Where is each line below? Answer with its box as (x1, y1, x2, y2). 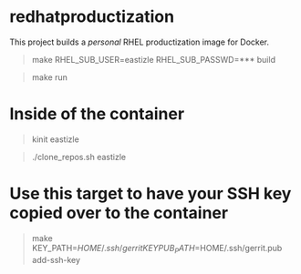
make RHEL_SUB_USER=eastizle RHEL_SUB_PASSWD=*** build (31, 54, 276, 65)
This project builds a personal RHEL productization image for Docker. (9, 36, 270, 47)
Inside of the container (9, 104, 185, 125)
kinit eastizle (31, 134, 79, 145)
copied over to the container (9, 203, 229, 224)
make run (31, 71, 68, 83)
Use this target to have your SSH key (9, 184, 292, 204)
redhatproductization (9, 6, 175, 27)
